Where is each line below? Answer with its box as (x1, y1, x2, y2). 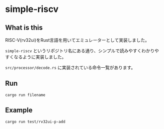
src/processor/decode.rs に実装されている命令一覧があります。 (5, 65, 136, 70)
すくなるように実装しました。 (5, 54, 66, 60)
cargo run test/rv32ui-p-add (5, 119, 66, 124)
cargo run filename (5, 92, 46, 98)
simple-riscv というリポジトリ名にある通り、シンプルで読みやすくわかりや (5, 48, 159, 53)
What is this (5, 23, 43, 32)
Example (5, 106, 33, 115)
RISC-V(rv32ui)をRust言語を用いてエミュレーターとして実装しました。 (5, 37, 150, 43)
